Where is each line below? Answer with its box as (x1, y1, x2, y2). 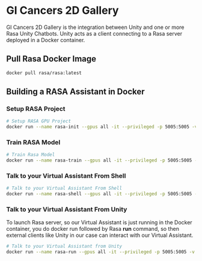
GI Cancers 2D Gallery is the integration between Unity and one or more (6, 24, 185, 31)
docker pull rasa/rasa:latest (6, 70, 82, 76)
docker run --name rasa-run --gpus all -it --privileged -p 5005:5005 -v (6, 249, 195, 255)
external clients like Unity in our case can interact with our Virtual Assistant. (6, 231, 194, 239)
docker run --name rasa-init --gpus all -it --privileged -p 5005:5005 (6, 124, 189, 130)
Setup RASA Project (6, 104, 66, 113)
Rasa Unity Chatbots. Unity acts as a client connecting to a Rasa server (6, 30, 183, 37)
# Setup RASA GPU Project (6, 118, 71, 124)
